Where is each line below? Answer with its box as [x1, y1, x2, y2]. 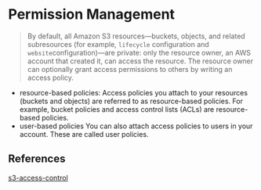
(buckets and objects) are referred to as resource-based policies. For [19, 96, 243, 106]
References [8, 152, 66, 166]
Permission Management [8, 5, 175, 23]
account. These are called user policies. [19, 129, 149, 138]
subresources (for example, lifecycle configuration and [27, 39, 209, 48]
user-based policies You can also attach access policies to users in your [19, 121, 253, 131]
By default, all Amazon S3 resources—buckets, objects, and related [27, 31, 245, 41]
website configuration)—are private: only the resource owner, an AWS [27, 48, 251, 57]
